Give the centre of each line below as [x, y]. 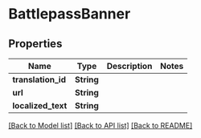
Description [129, 66]
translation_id [39, 79]
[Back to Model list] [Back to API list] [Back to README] [100, 126]
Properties [35, 44]
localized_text [40, 106]
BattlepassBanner [70, 14]
